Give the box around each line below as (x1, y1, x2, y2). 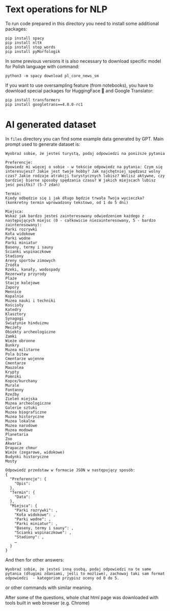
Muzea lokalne (5, 418, 36, 423)
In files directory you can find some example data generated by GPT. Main (5, 136, 164, 142)
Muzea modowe (5, 427, 33, 433)
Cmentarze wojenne (5, 356, 44, 361)
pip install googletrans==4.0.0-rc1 (5, 102, 83, 107)
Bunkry (5, 342, 19, 348)
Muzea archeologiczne (5, 401, 51, 406)
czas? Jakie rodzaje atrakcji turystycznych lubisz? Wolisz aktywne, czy (5, 173, 165, 178)
